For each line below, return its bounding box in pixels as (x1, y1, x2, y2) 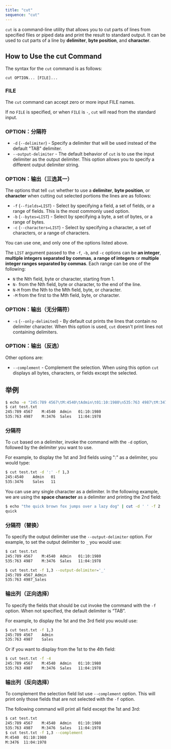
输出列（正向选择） (5, 590, 52, 598)
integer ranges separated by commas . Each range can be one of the (5, 260, 151, 267)
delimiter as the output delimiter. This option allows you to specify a (12, 156, 155, 162)
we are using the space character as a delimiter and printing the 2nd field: (5, 494, 161, 500)
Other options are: (5, 354, 43, 361)
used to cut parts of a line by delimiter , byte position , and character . (5, 37, 151, 43)
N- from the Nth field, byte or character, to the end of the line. (12, 281, 141, 288)
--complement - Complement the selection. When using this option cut (12, 364, 159, 370)
